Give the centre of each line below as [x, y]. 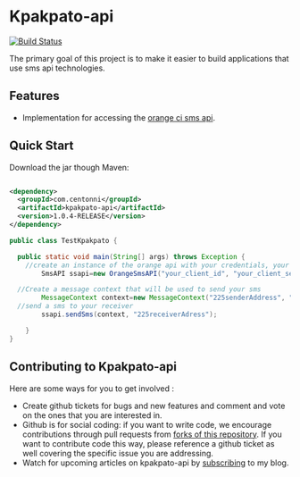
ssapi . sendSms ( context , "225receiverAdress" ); [129, 314]
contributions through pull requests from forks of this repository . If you [152, 434]
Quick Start [42, 146]
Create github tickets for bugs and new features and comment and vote [154, 406]
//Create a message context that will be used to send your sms [139, 289]
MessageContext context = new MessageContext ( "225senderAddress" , [163, 298]
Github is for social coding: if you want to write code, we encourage [147, 424]
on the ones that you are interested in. [92, 415]
